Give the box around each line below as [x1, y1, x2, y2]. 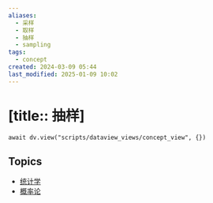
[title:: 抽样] [8, 107, 85, 125]
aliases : [8, 11, 37, 20]
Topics [8, 155, 43, 168]
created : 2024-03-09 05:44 [8, 63, 97, 71]
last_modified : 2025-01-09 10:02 [8, 70, 118, 78]
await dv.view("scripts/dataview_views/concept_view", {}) [8, 133, 207, 141]
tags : [8, 48, 26, 56]
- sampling [15, 41, 51, 49]
